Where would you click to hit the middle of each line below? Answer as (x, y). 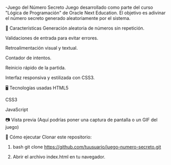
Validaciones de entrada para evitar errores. (52, 38)
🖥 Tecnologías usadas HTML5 (37, 88)
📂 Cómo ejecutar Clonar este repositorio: (49, 137)
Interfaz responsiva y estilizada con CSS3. (50, 78)
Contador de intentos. (28, 58)
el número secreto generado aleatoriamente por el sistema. (68, 18)
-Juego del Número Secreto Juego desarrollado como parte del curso (79, 7)
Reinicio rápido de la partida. (36, 68)
